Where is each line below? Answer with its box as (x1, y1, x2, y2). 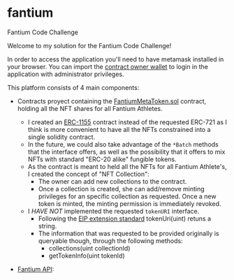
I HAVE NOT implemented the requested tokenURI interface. (27, 207, 200, 215)
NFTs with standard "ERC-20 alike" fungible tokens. (27, 155, 177, 163)
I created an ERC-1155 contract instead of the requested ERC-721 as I (27, 117, 227, 126)
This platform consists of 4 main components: (7, 83, 140, 91)
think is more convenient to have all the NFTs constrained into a (27, 125, 211, 133)
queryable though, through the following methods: (38, 236, 183, 245)
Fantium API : (17, 265, 54, 273)
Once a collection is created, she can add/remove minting (38, 184, 205, 193)
